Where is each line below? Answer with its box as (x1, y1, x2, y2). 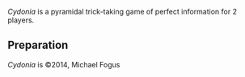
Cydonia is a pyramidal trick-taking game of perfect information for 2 (7, 7, 238, 16)
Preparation (7, 38, 69, 52)
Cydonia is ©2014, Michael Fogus (7, 59, 120, 69)
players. (7, 15, 35, 25)
